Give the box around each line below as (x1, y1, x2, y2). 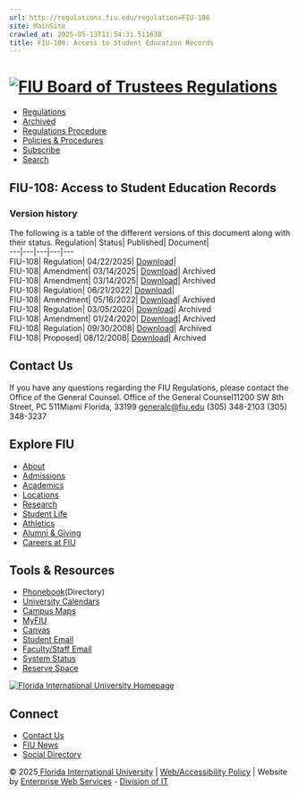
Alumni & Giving (21, 527, 81, 538)
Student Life (21, 508, 68, 519)
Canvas (21, 625, 51, 635)
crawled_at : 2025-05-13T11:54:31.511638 (9, 30, 163, 39)
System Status (21, 653, 76, 664)
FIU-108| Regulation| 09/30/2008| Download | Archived (9, 322, 212, 333)
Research (21, 499, 58, 510)
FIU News (21, 739, 59, 750)
